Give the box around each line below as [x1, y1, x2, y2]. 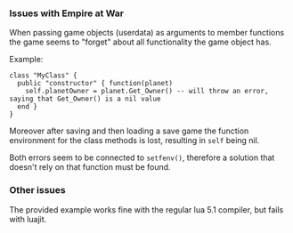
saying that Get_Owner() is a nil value [9, 94, 162, 104]
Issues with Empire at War [9, 7, 125, 20]
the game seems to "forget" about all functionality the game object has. [9, 36, 272, 47]
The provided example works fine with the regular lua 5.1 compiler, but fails [9, 204, 284, 215]
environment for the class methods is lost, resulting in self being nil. [9, 135, 260, 146]
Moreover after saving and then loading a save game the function [9, 125, 249, 136]
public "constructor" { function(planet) [17, 79, 174, 88]
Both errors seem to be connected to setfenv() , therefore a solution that [9, 152, 275, 163]
